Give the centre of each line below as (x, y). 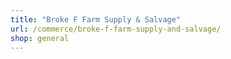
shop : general (40, 38)
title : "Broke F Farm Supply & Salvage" (96, 19)
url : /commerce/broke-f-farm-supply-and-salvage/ (116, 29)
